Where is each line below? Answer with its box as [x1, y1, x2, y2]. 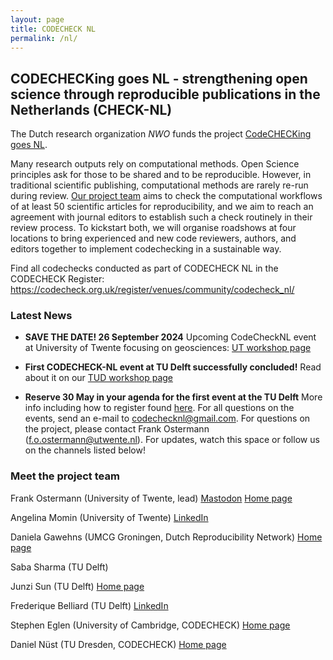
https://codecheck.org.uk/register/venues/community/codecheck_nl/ [10, 284, 295, 296]
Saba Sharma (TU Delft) [10, 561, 109, 573]
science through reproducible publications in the [10, 86, 321, 103]
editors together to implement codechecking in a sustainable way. [10, 243, 282, 255]
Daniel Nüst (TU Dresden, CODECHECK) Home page [10, 638, 227, 650]
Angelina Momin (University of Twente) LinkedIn [10, 511, 209, 523]
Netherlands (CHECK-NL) [10, 101, 173, 118]
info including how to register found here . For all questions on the [24, 402, 295, 414]
